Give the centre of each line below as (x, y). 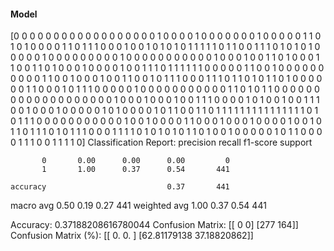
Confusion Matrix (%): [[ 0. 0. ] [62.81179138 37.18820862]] (132, 236)
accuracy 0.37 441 (120, 187)
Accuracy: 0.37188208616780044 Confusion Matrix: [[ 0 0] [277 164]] (154, 225)
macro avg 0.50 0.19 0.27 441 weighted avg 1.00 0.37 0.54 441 (138, 206)
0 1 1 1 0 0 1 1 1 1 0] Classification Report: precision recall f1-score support (161, 142)
